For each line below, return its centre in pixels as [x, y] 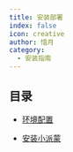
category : [27, 50]
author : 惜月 [32, 42]
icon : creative [37, 34]
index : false [33, 26]
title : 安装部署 [36, 17]
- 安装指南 [34, 58]
